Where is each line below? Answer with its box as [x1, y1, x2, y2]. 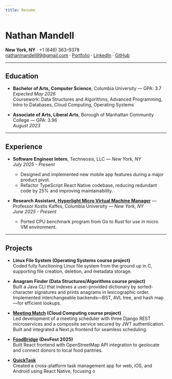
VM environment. [20, 224, 57, 230]
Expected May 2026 [12, 91, 56, 97]
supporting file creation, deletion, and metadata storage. [12, 268, 132, 274]
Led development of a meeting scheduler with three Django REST [12, 315, 151, 321]
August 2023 [12, 123, 41, 129]
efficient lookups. [25, 300, 61, 306]
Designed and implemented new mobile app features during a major [20, 172, 164, 178]
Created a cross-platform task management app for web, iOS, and [12, 363, 153, 369]
